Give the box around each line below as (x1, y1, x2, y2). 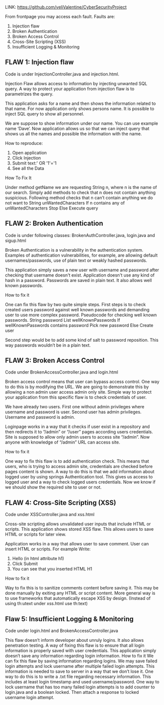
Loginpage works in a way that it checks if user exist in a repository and (5, 423, 150, 430)
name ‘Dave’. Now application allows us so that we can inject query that (5, 125, 149, 131)
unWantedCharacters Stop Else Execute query (5, 205, 98, 211)
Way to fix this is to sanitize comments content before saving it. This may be (5, 585, 159, 591)
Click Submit (12, 561, 38, 567)
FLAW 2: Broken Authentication (5, 219, 104, 228)
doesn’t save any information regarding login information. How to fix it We (5, 653, 154, 659)
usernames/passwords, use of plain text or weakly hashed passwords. (5, 257, 148, 263)
